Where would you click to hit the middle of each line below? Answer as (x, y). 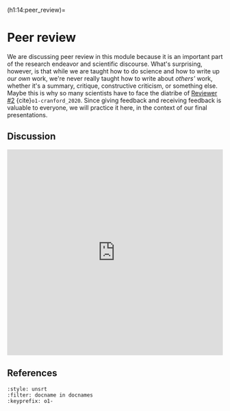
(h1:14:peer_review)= (37, 10)
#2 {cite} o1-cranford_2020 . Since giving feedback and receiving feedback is (114, 100)
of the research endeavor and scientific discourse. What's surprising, (105, 64)
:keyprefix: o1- (30, 401)
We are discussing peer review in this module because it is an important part (115, 56)
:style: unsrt (27, 389)
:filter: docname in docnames (50, 395)
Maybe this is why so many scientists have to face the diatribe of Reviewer (112, 93)
